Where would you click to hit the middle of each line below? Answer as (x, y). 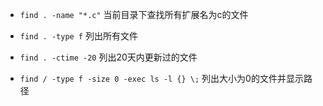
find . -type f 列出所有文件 (78, 36)
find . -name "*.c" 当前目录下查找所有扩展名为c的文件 (134, 14)
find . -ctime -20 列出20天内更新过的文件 (108, 57)
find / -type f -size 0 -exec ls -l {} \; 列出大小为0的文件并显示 (161, 78)
